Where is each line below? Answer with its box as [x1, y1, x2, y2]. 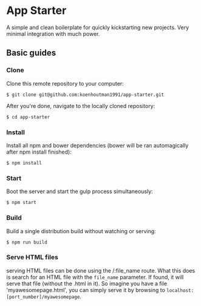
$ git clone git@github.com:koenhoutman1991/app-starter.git [6, 92, 165, 98]
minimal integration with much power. [6, 30, 100, 37]
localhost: [166, 287, 194, 293]
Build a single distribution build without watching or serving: [6, 227, 156, 234]
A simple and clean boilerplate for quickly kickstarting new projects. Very [6, 24, 189, 31]
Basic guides [6, 48, 56, 58]
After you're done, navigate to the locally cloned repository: [6, 102, 155, 109]
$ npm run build [6, 239, 47, 245]
